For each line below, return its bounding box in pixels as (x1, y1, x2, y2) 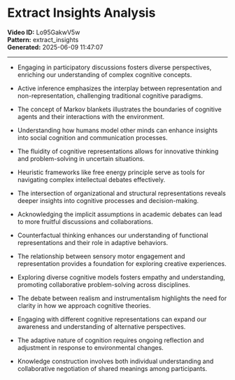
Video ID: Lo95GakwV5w (7, 28, 80, 36)
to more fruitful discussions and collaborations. (17, 217, 154, 225)
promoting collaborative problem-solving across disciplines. (17, 280, 191, 288)
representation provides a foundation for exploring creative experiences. (17, 259, 227, 267)
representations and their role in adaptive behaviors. (17, 238, 169, 246)
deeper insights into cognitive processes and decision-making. (17, 196, 199, 204)
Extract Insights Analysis (7, 5, 156, 21)
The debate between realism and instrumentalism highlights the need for (17, 294, 227, 302)
